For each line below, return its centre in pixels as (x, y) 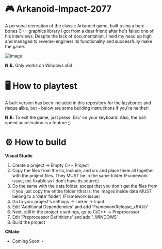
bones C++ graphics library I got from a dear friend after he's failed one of (79, 31)
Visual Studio (19, 155)
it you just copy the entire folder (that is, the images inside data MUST (82, 191)
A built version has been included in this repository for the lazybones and (78, 103)
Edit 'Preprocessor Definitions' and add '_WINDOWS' (65, 217)
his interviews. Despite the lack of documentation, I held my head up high (78, 36)
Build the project (28, 222)
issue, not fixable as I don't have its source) (56, 181)
